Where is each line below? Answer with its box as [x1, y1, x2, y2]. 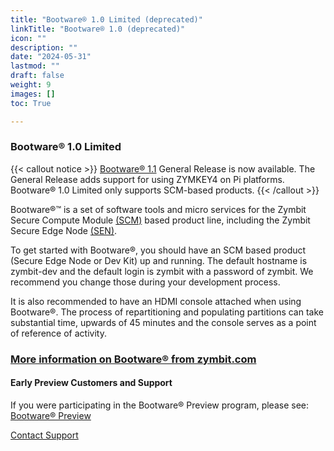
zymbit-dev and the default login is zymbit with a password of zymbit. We [10, 265, 314, 277]
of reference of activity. [10, 327, 107, 339]
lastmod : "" [10, 61, 60, 71]
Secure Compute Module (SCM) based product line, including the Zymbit [10, 214, 311, 226]
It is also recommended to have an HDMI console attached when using [10, 295, 302, 307]
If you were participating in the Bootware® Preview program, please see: [10, 399, 310, 411]
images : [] [10, 89, 56, 99]
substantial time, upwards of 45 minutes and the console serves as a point [10, 316, 317, 328]
